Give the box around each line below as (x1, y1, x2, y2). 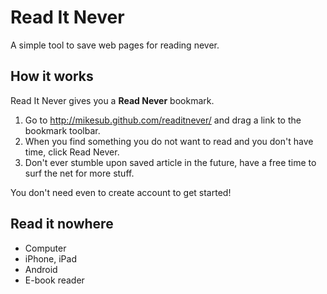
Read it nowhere (10, 216, 114, 233)
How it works (10, 68, 94, 85)
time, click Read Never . (24, 146, 120, 158)
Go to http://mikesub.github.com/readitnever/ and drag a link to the (24, 114, 302, 126)
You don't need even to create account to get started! (10, 186, 232, 198)
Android (24, 263, 58, 275)
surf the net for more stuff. (24, 167, 135, 179)
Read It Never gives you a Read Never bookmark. (10, 94, 215, 106)
